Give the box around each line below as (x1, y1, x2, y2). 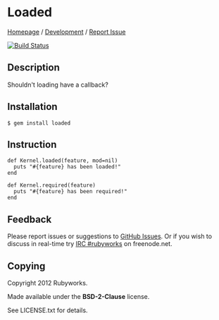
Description (7, 61, 60, 74)
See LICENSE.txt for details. (7, 306, 88, 314)
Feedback (7, 213, 52, 226)
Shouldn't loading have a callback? (7, 80, 109, 89)
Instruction (7, 138, 57, 150)
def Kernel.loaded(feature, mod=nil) (7, 157, 118, 164)
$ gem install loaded (7, 119, 71, 127)
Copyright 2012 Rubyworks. (7, 279, 88, 287)
